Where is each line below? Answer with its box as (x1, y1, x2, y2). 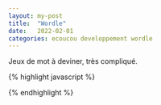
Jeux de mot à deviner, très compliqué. (8, 57, 138, 66)
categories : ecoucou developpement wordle (8, 34, 153, 43)
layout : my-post (8, 11, 63, 20)
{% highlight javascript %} (8, 72, 96, 82)
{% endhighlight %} (8, 88, 74, 98)
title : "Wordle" (8, 19, 67, 27)
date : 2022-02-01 (8, 27, 74, 35)
